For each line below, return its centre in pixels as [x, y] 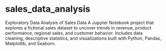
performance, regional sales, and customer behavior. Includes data [74, 33]
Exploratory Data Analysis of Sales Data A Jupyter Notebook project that [80, 23]
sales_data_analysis [48, 9]
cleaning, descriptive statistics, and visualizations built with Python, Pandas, [83, 38]
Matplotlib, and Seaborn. [30, 43]
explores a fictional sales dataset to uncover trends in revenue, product [78, 27]
